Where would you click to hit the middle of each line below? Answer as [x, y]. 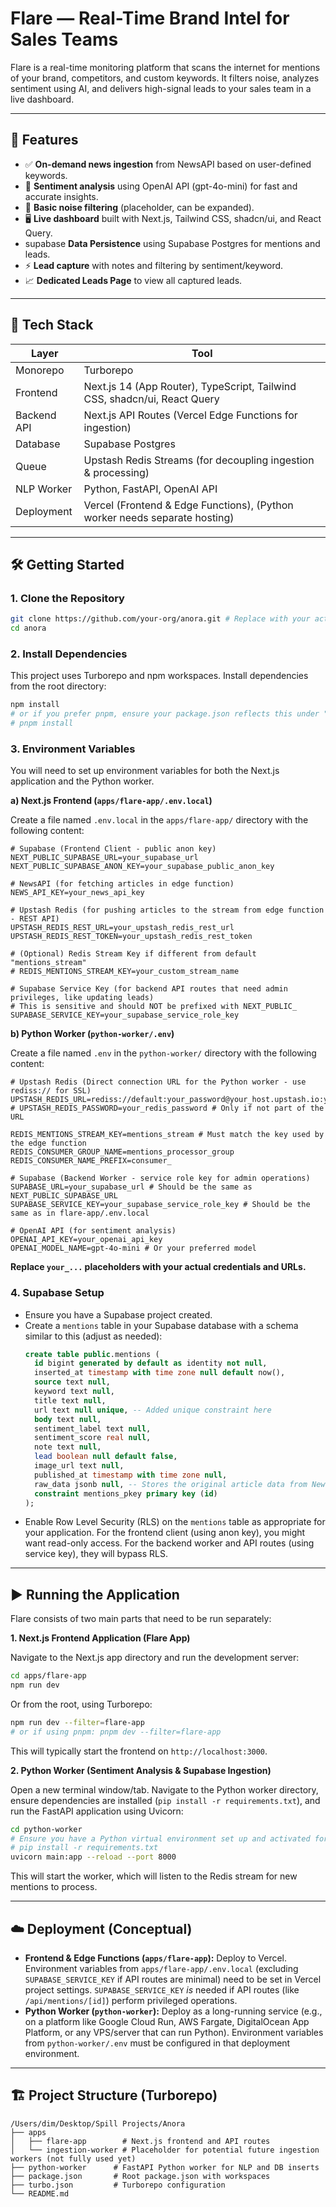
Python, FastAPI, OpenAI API [150, 489]
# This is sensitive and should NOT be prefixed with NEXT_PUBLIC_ [154, 1007]
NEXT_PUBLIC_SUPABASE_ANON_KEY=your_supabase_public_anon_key [142, 867]
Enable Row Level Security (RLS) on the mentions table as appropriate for [175, 1522]
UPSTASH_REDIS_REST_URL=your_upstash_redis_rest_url [122, 928]
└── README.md [40, 2193]
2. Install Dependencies [69, 654]
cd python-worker [46, 1829]
